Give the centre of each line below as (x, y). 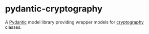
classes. (13, 27)
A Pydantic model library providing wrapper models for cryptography (74, 22)
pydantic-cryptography (54, 9)
